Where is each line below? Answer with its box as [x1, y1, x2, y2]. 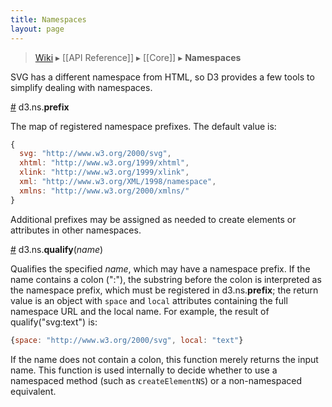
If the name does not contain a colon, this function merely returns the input [10, 353, 319, 365]
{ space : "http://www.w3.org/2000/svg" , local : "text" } [10, 335, 244, 345]
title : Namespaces [10, 14, 87, 25]
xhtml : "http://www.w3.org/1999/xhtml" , [19, 158, 190, 168]
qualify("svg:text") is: [10, 316, 98, 328]
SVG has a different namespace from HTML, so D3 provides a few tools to [10, 71, 315, 83]
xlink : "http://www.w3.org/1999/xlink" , [19, 167, 190, 178]
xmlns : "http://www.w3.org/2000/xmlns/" [19, 186, 190, 196]
